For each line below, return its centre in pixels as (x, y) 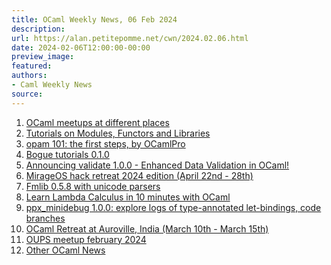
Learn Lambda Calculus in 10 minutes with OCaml (128, 197)
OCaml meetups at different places (97, 122)
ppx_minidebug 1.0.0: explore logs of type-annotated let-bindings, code (173, 207)
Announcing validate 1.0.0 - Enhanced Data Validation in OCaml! (157, 165)
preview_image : (43, 57)
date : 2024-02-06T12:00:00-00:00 (81, 47)
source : (27, 94)
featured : (32, 66)
